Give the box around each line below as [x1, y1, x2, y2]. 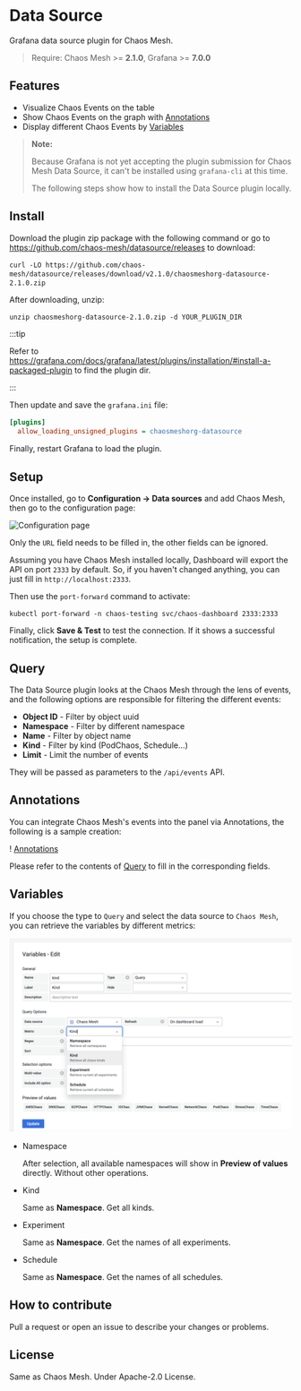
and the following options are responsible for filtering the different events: [9, 693, 281, 704]
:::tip [9, 328, 26, 339]
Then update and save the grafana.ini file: [9, 399, 168, 410]
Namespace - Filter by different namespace [21, 720, 185, 731]
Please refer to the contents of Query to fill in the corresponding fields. [9, 861, 271, 872]
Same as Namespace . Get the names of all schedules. [21, 1272, 224, 1283]
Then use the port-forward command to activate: [9, 591, 191, 602]
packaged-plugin [9, 365, 73, 375]
